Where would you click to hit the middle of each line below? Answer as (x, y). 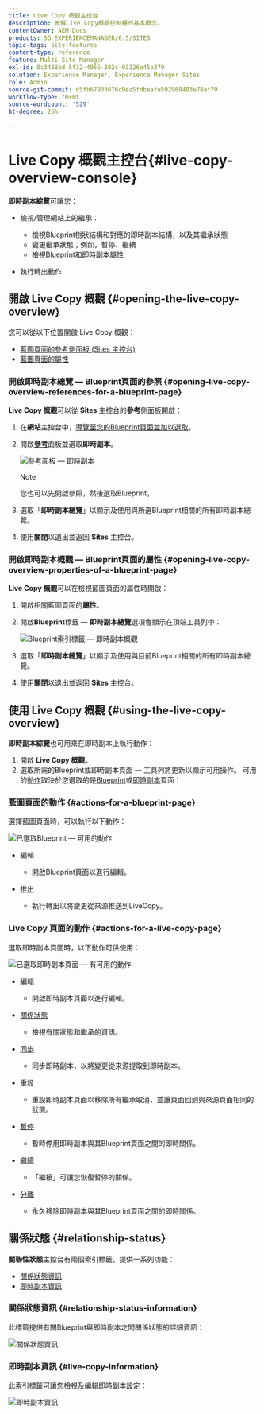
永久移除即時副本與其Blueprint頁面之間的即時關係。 (116, 1210)
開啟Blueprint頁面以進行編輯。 (81, 872)
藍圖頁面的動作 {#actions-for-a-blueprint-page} (102, 802)
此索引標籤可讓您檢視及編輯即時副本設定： (78, 1385)
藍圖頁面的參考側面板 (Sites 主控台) (78, 349)
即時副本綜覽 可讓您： (43, 200)
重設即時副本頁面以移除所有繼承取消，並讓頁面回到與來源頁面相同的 (143, 1099)
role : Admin (28, 82)
